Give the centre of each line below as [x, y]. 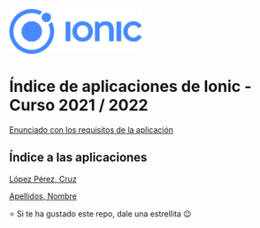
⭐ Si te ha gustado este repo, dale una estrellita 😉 [100, 213]
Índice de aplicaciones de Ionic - [130, 87]
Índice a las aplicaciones [78, 158]
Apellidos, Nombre [43, 196]
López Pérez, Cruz [43, 179]
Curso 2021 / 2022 [79, 106]
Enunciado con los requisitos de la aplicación [92, 129]
